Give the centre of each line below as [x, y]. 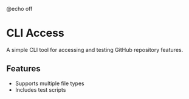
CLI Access [36, 33]
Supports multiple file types [50, 83]
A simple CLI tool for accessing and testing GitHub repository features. [95, 49]
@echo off [19, 9]
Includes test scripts [40, 89]
